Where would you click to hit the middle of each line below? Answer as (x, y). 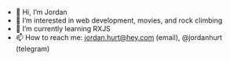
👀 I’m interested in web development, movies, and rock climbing (119, 20)
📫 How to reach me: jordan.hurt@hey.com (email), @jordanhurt (119, 38)
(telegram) (33, 48)
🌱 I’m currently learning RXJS (63, 29)
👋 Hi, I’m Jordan (42, 12)
